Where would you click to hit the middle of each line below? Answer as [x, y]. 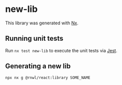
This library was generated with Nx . [42, 23]
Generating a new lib [38, 66]
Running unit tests [34, 39]
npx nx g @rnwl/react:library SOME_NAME [48, 78]
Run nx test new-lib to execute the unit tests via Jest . [61, 50]
